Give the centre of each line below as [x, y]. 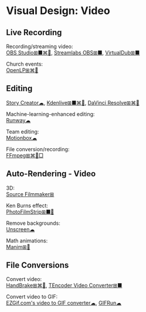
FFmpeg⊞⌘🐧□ [25, 155]
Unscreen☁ [21, 229]
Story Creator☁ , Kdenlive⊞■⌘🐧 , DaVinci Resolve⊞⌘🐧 [73, 102]
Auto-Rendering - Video [51, 174]
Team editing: [23, 131]
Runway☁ [18, 120]
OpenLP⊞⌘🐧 [22, 70]
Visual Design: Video [58, 11]
